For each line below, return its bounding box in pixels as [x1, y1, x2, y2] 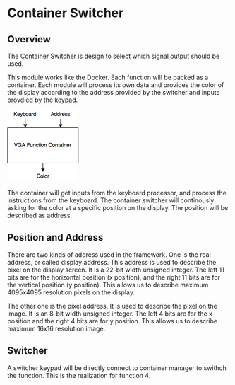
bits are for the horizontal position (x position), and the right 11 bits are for [7, 272, 221, 281]
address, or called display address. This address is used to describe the [7, 258, 217, 266]
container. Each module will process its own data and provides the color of [7, 81, 224, 89]
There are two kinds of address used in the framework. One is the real [7, 250, 212, 259]
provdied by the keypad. [7, 96, 78, 104]
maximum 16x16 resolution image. [7, 324, 106, 333]
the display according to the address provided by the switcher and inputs [7, 88, 220, 96]
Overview [7, 33, 52, 45]
